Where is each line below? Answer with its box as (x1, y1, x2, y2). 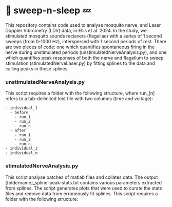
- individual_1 (5, 105, 38, 111)
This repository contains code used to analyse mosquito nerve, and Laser (5, 22, 161, 28)
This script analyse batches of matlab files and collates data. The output (5, 174, 158, 180)
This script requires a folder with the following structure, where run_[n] (5, 90, 155, 97)
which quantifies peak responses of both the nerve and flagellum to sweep (5, 54, 164, 61)
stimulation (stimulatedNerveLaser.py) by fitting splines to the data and (5, 60, 155, 66)
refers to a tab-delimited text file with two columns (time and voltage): (5, 96, 153, 102)
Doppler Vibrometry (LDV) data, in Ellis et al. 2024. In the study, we (5, 27, 147, 33)
